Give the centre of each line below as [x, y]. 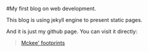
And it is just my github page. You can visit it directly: [72, 31]
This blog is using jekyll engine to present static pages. [74, 20]
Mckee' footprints [43, 43]
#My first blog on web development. [51, 9]
